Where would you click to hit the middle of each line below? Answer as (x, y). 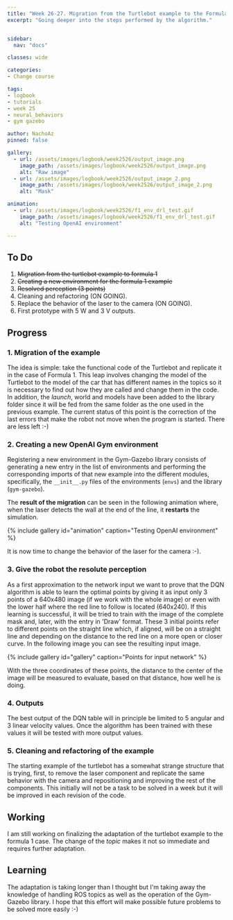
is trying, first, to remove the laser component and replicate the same (106, 773)
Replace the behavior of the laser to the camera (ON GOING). (105, 304)
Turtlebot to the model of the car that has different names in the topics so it (114, 382)
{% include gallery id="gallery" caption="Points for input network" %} (107, 657)
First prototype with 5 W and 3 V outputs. (76, 311)
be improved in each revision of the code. (67, 795)
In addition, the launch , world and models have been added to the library (111, 397)
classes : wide (28, 58)
